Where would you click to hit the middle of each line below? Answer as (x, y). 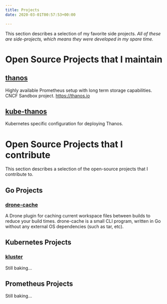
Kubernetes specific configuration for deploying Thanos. (64, 124)
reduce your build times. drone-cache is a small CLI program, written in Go (83, 221)
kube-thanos (26, 111)
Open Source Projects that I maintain (84, 59)
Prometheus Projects (39, 284)
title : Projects (22, 10)
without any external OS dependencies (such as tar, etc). (65, 226)
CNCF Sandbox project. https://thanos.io (48, 96)
